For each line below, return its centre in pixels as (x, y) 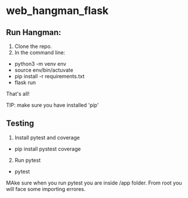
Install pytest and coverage (47, 137)
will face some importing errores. (46, 189)
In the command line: (40, 53)
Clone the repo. (33, 46)
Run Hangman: (34, 32)
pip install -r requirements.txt (49, 76)
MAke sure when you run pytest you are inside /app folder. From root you (94, 183)
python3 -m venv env (40, 64)
